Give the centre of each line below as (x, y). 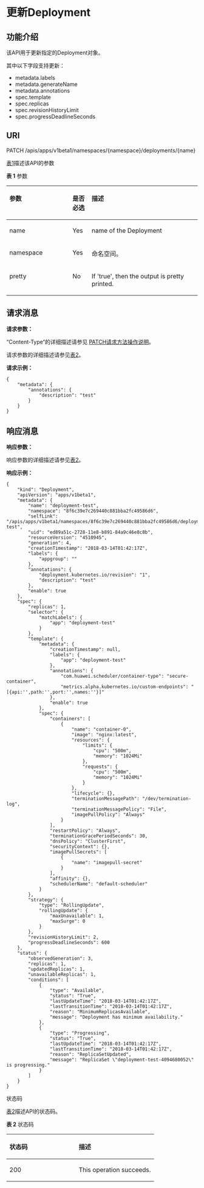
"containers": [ (70, 719)
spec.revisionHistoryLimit (47, 110)
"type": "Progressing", (80, 1033)
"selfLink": (43, 516)
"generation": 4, (50, 543)
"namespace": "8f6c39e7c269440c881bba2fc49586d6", (93, 511)
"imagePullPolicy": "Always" (108, 815)
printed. (103, 284)
